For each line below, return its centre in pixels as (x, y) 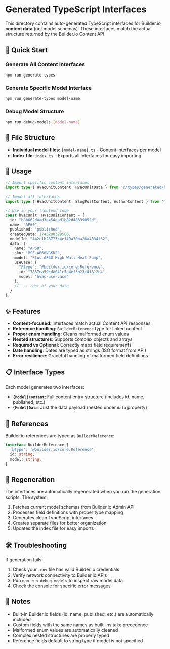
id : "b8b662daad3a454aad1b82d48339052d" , (54, 220)
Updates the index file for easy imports (53, 528)
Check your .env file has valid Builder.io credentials (66, 570)
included (22, 619)
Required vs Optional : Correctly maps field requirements (72, 345)
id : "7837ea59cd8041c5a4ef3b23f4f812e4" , (63, 272)
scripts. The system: (27, 497)
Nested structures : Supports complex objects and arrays (72, 339)
